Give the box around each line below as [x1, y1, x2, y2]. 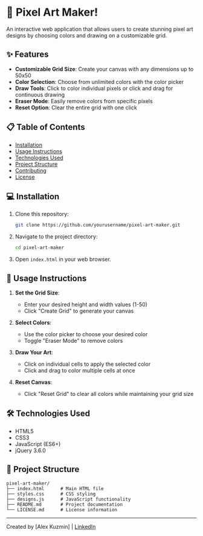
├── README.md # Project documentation [6, 501, 123, 508]
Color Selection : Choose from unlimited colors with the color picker [14, 78, 184, 85]
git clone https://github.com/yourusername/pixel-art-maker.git [14, 222, 181, 228]
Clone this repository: [14, 211, 69, 218]
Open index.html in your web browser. [14, 256, 112, 263]
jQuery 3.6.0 [14, 447, 47, 454]
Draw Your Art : [14, 348, 53, 356]
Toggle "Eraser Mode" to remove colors [24, 337, 123, 344]
